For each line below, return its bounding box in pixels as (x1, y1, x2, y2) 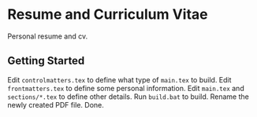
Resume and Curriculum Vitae (7, 5, 208, 24)
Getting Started (7, 54, 85, 68)
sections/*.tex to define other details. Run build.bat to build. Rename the (7, 92, 249, 101)
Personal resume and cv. (7, 31, 88, 41)
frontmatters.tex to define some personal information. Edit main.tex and (7, 83, 245, 93)
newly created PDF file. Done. (7, 100, 104, 109)
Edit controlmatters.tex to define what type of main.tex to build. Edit (7, 75, 232, 84)
